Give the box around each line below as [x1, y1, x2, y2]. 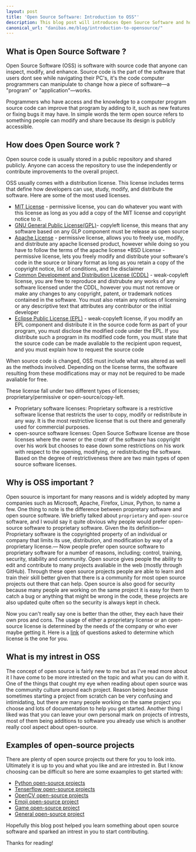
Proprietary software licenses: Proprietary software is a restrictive [14, 405, 173, 412]
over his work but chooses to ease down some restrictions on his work [14, 442, 185, 449]
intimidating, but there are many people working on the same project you [6, 698, 181, 705]
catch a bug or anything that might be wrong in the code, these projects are [6, 592, 188, 599]
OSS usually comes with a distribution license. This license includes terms [6, 179, 184, 186]
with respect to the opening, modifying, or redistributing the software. [14, 448, 183, 455]
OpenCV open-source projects [14, 792, 89, 799]
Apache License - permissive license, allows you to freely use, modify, [14, 234, 184, 241]
